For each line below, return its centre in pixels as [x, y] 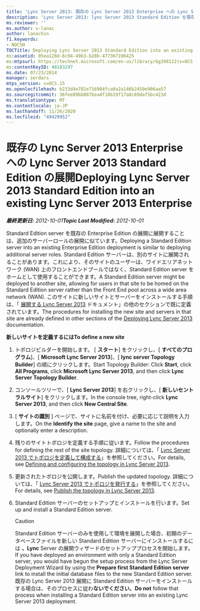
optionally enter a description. [51, 430]
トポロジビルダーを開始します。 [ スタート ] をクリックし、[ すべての [98, 350]
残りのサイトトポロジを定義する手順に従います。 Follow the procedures [102, 443]
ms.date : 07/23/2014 [32, 73]
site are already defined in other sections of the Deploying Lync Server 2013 [99, 318]
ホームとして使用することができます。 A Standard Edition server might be [96, 277]
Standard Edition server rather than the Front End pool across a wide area [96, 290]
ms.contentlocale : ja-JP [37, 106]
